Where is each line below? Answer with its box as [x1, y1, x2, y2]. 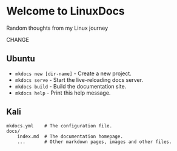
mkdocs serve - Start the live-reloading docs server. [15, 76, 144, 83]
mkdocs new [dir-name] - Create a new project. [15, 70, 132, 77]
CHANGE [6, 36, 29, 43]
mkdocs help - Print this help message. [15, 89, 111, 96]
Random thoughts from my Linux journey [6, 24, 109, 32]
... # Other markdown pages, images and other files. [17, 138, 172, 145]
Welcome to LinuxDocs [6, 4, 125, 18]
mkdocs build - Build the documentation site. [15, 82, 127, 90]
